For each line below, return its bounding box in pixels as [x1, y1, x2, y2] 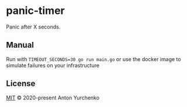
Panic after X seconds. [6, 23, 61, 30]
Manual [6, 40, 34, 50]
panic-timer [6, 4, 65, 17]
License [6, 79, 36, 88]
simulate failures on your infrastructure [6, 62, 100, 69]
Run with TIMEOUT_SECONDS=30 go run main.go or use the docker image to [6, 55, 181, 62]
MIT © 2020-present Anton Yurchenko [6, 94, 100, 101]
